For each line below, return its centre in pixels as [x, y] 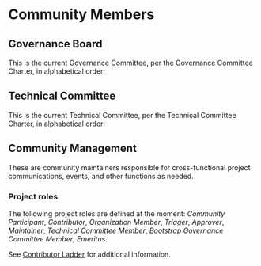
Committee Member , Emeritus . [58, 238]
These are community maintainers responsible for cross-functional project [129, 167]
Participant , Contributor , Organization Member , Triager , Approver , [116, 222]
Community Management [72, 148]
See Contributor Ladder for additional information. [90, 254]
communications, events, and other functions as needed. [101, 176]
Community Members [81, 15]
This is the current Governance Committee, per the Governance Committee [130, 63]
